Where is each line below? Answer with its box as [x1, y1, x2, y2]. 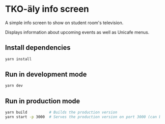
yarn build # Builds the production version [5, 110, 118, 115]
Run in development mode [5, 70, 87, 79]
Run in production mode [5, 97, 80, 105]
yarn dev [5, 83, 23, 88]
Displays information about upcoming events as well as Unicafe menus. [5, 29, 150, 35]
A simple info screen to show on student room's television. [5, 20, 124, 26]
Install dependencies [5, 43, 71, 52]
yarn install [5, 57, 32, 62]
